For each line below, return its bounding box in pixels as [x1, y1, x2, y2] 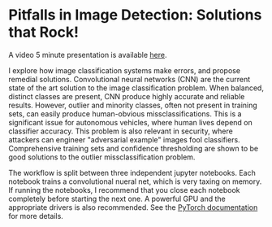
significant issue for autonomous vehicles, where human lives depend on [8, 117, 253, 127]
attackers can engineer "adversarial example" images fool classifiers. [8, 134, 241, 144]
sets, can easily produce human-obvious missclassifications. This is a [8, 108, 242, 119]
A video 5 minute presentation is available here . [8, 50, 168, 59]
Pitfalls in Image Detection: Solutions [8, 6, 262, 24]
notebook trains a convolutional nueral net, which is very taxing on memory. [8, 177, 262, 186]
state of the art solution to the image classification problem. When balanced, [8, 83, 264, 93]
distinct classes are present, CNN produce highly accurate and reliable [8, 91, 245, 101]
